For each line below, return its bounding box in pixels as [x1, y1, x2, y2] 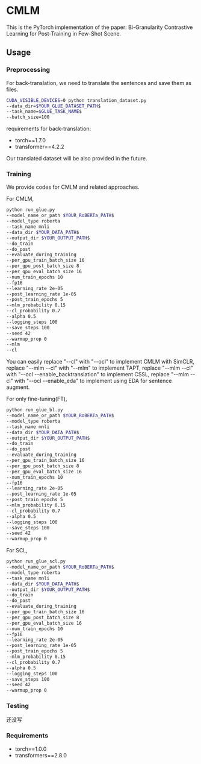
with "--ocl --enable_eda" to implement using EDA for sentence [14, 377, 172, 385]
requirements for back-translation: [6, 125, 91, 133]
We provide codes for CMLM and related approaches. [6, 183, 140, 191]
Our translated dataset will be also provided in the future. [6, 155, 147, 162]
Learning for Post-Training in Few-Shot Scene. [6, 30, 122, 37]
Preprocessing [6, 66, 50, 74]
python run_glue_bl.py [6, 407, 63, 413]
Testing [6, 702, 29, 710]
